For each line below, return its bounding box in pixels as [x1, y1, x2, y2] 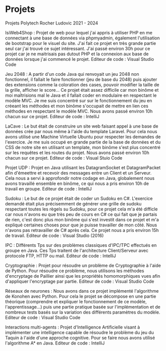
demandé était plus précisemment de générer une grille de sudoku [5, 200, 142, 206]
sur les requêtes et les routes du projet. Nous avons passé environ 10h [5, 150, 150, 156]
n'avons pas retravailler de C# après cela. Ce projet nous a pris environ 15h [5, 227, 159, 233]
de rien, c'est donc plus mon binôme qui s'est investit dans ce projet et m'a [5, 216, 159, 222]
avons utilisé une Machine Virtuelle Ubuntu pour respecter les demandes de [5, 134, 161, 140]
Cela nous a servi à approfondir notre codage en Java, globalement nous [5, 175, 155, 181]
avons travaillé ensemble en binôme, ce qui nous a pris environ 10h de [5, 180, 149, 186]
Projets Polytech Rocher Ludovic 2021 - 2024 [5, 20, 98, 26]
